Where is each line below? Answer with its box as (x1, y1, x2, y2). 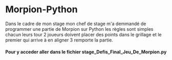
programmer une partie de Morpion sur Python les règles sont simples (5, 26, 154, 32)
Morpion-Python (5, 4, 78, 15)
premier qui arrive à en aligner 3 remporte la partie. (5, 37, 114, 43)
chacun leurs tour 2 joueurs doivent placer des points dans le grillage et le (5, 31, 162, 37)
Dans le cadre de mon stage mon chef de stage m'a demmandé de (5, 21, 146, 27)
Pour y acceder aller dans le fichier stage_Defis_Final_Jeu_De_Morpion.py (5, 49, 167, 55)
